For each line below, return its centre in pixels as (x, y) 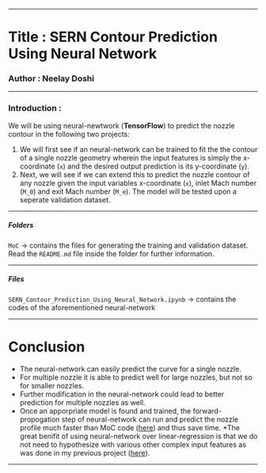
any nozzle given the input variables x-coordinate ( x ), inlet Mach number (138, 183)
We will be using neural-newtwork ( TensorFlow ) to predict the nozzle (122, 125)
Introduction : (35, 108)
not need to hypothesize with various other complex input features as (133, 445)
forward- (207, 411)
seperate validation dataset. (65, 199)
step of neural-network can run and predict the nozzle (150, 419)
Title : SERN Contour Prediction (113, 37)
